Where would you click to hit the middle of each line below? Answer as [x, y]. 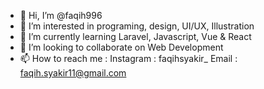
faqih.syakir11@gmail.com [73, 73]
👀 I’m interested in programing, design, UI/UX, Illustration [137, 26]
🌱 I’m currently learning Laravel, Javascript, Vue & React [135, 36]
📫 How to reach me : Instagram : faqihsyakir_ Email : [128, 58]
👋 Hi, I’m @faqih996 [61, 15]
